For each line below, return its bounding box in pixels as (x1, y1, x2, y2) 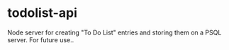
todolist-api (7, 5, 78, 21)
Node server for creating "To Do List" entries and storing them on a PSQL (7, 28, 222, 37)
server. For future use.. (7, 35, 74, 44)
